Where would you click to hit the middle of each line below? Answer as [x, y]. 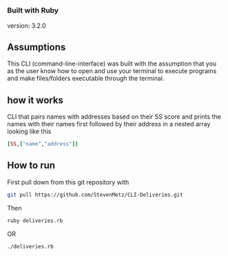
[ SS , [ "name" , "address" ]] [43, 144]
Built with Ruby [33, 10]
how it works [35, 100]
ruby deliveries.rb [35, 220]
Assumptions [37, 47]
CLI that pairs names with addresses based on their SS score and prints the [114, 117]
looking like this [29, 131]
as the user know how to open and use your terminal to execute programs [112, 71]
